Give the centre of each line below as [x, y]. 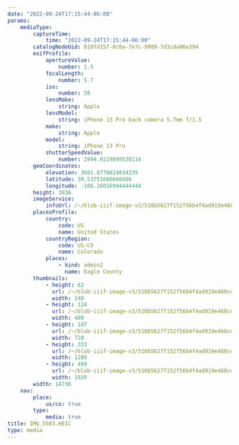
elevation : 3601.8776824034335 [92, 172]
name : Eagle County [93, 272]
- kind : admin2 [80, 265]
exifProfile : [52, 54]
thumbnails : [51, 278]
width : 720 [68, 338]
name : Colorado [80, 252]
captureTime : [52, 34]
